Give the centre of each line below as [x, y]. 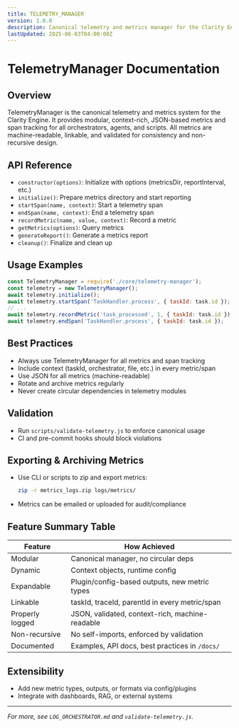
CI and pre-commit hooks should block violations [90, 438]
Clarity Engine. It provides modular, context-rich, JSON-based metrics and [117, 120]
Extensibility [36, 671]
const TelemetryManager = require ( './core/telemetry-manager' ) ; [105, 281]
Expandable [31, 586]
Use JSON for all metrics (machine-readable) [84, 375]
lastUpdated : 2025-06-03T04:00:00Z [60, 34]
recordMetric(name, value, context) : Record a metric [97, 220]
